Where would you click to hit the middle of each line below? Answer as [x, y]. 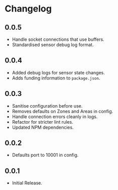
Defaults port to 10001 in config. [45, 155]
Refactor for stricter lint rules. [43, 122]
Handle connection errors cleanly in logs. [55, 117]
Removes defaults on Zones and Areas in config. [63, 111]
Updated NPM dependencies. [43, 127]
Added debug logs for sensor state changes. [58, 72]
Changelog [28, 9]
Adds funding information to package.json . [56, 78]
